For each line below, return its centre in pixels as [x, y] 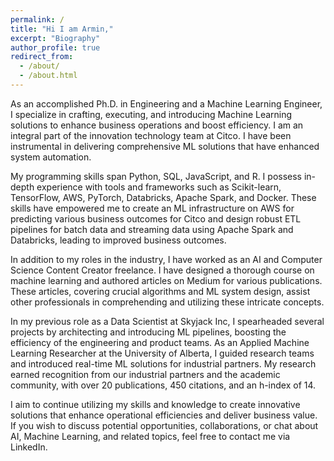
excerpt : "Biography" [55, 38]
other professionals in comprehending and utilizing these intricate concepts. [167, 302]
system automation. [51, 157]
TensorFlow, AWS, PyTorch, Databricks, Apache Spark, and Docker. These [163, 197]
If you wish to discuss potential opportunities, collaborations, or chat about [164, 425]
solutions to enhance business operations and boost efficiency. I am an [157, 125]
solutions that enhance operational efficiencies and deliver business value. [164, 415]
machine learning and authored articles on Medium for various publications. [166, 280]
